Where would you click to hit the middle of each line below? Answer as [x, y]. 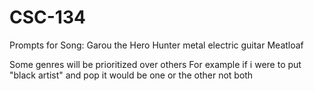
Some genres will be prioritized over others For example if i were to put [155, 64]
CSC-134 [47, 17]
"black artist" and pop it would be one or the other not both [131, 75]
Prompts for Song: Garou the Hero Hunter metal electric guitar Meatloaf [156, 45]
